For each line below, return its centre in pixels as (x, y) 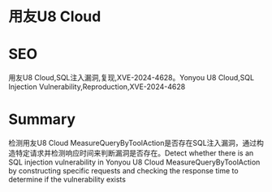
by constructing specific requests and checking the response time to (123, 171)
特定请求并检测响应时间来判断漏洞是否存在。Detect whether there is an (134, 153)
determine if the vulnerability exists (67, 180)
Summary (42, 119)
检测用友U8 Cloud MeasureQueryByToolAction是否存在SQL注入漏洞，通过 (133, 143)
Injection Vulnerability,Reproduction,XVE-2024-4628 (97, 87)
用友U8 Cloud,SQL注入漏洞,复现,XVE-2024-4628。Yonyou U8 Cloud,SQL (131, 78)
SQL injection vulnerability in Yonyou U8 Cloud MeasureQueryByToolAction (134, 162)
